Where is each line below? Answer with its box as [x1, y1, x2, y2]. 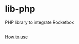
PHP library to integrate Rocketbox [5, 19, 74, 25]
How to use [5, 34, 28, 40]
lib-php [5, 3, 35, 15]
